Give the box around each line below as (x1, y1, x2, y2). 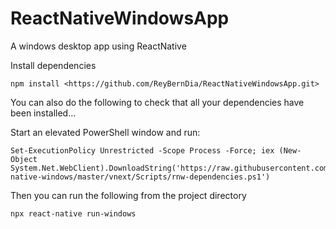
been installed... (10, 107, 77, 119)
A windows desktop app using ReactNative (10, 40, 187, 52)
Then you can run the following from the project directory (10, 189, 247, 201)
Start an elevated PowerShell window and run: (10, 126, 201, 138)
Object (10, 154, 38, 164)
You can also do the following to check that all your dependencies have (10, 96, 305, 108)
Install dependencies (10, 59, 97, 71)
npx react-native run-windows (10, 208, 137, 219)
